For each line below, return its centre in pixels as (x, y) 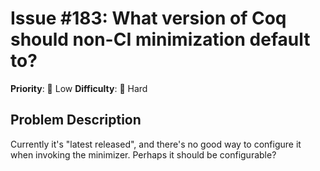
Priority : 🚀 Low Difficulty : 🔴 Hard (79, 88)
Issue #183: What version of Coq (148, 18)
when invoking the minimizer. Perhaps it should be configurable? (143, 154)
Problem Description (76, 120)
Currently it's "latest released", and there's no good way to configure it (156, 144)
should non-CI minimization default (160, 39)
